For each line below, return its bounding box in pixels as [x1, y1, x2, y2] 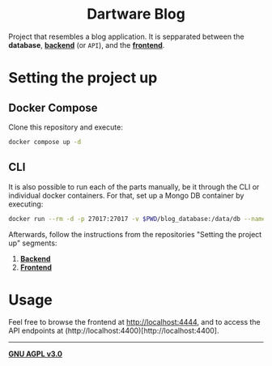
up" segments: [8, 238, 57, 248]
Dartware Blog [86, 5, 186, 23]
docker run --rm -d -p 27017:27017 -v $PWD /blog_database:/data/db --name [8, 215, 266, 223]
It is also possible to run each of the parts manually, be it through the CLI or [8, 181, 260, 191]
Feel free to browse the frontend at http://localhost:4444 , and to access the [8, 317, 261, 327]
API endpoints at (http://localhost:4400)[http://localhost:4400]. [8, 326, 220, 336]
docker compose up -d [8, 138, 82, 146]
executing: [8, 199, 44, 209]
